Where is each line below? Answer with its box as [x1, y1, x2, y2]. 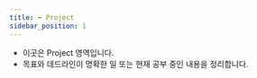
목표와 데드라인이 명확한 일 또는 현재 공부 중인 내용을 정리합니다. [22, 58, 249, 69]
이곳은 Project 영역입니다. [22, 47, 115, 58]
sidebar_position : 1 [9, 22, 87, 30]
